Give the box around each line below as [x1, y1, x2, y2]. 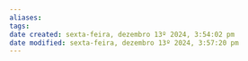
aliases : [9, 13, 42, 22]
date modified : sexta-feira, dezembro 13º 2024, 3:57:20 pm [9, 38, 240, 48]
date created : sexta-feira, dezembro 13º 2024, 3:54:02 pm [9, 30, 235, 39]
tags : [9, 22, 30, 30]
